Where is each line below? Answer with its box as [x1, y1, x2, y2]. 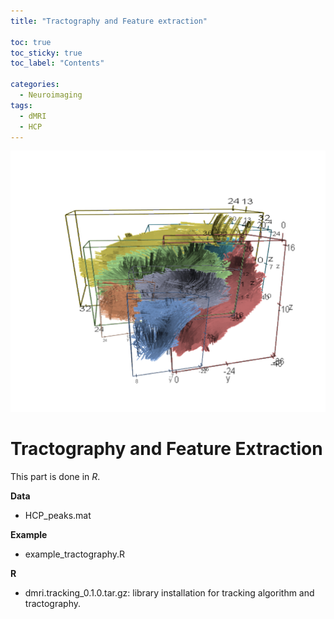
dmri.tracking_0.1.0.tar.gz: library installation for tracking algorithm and [24, 586, 315, 599]
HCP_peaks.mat [24, 509, 92, 521]
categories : [10, 80, 60, 90]
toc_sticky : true [10, 48, 83, 58]
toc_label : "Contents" [10, 58, 105, 69]
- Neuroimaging [19, 90, 83, 100]
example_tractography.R [24, 548, 126, 560]
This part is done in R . [10, 470, 101, 482]
